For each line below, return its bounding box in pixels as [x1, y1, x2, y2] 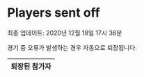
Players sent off [7, 5, 101, 21]
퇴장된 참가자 [10, 61, 51, 71]
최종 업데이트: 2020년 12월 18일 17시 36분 [7, 28, 122, 37]
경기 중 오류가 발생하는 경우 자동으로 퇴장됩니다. [7, 43, 138, 51]
